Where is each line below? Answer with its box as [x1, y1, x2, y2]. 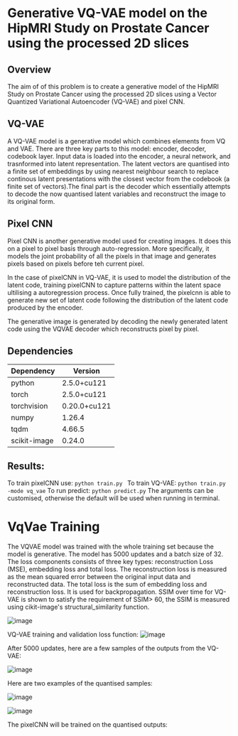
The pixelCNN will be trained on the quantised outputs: [7, 720, 168, 729]
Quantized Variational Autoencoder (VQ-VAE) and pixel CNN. [7, 97, 185, 106]
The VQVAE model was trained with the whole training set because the [7, 542, 215, 551]
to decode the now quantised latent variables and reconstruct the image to [7, 190, 226, 198]
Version [73, 366, 101, 376]
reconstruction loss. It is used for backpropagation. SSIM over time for [7, 588, 213, 596]
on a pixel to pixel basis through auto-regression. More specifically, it [7, 244, 210, 253]
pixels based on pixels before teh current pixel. [7, 259, 145, 268]
